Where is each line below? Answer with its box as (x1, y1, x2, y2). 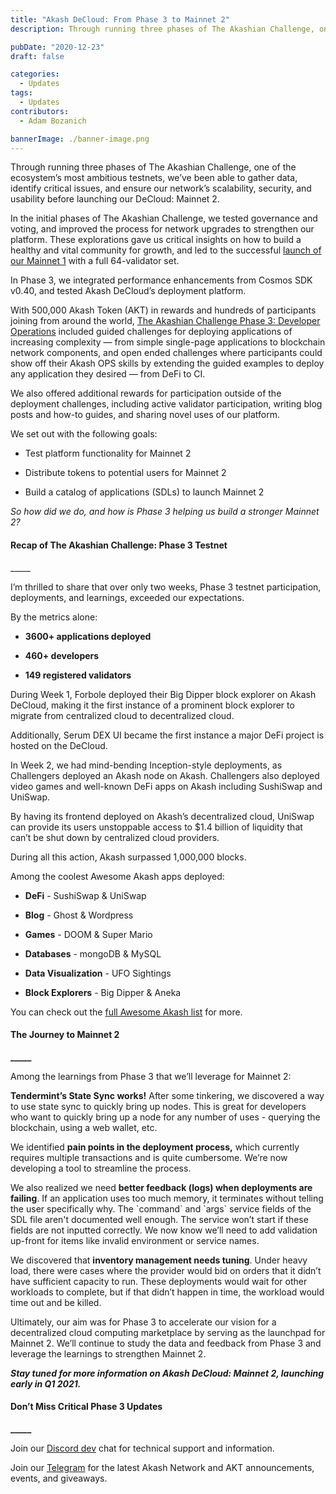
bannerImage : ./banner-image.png (10, 134, 150, 144)
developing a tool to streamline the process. (10, 1162, 192, 1174)
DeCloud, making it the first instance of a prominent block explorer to (10, 699, 295, 711)
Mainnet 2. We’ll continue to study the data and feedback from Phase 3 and (10, 1337, 322, 1349)
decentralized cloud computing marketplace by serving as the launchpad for (10, 1326, 326, 1338)
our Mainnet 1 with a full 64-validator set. (10, 255, 180, 267)
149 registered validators (24, 669, 132, 681)
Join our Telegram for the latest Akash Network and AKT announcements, (10, 1461, 315, 1473)
